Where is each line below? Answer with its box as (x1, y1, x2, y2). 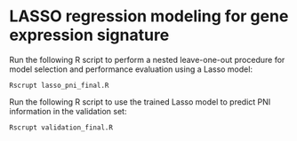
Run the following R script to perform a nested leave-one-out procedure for (9, 54, 285, 65)
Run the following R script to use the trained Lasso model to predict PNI (9, 96, 271, 107)
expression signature (9, 25, 170, 45)
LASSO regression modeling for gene (9, 6, 289, 27)
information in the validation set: (9, 106, 127, 116)
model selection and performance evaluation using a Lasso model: (9, 64, 253, 74)
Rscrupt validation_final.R (9, 122, 114, 132)
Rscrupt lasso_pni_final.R (9, 81, 109, 90)
